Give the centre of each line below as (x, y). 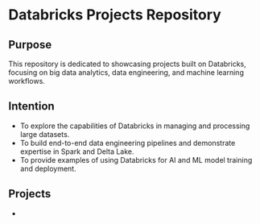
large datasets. (45, 134)
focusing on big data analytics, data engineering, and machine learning (126, 73)
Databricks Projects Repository (115, 15)
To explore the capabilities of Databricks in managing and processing (135, 126)
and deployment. (48, 168)
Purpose (30, 45)
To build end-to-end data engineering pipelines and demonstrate (128, 143)
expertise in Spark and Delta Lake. (77, 151)
